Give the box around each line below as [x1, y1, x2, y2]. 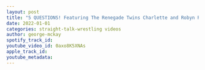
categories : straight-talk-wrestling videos [6, 26, 121, 32]
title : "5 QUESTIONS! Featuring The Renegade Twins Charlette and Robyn [6, 15, 195, 21]
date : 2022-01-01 [6, 20, 51, 26]
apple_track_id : [6, 49, 48, 55]
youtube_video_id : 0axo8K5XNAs [6, 43, 86, 49]
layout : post [6, 9, 40, 15]
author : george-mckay [6, 32, 62, 38]
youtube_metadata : [6, 54, 53, 60]
